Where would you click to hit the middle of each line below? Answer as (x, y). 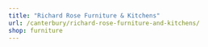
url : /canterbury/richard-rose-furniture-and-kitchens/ (104, 23)
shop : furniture (35, 30)
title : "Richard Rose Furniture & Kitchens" (84, 16)
